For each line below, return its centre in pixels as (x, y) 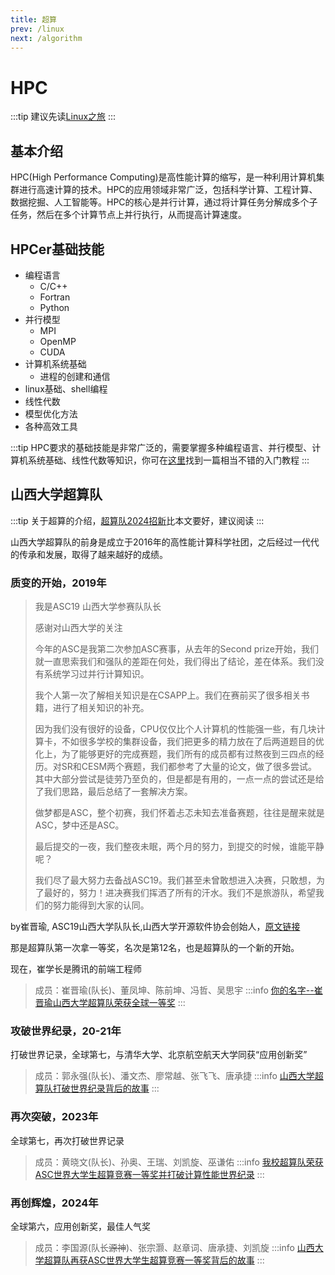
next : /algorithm (46, 38)
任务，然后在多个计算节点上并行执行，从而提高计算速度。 (128, 215)
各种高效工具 (51, 426)
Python (54, 307)
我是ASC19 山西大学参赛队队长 (98, 607)
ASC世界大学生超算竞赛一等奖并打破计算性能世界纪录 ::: (149, 1174)
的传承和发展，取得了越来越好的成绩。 (89, 554)
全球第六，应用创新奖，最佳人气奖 (80, 1226)
